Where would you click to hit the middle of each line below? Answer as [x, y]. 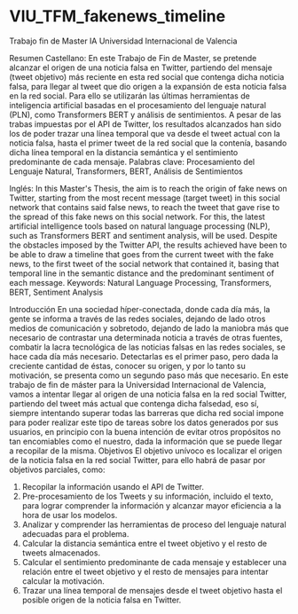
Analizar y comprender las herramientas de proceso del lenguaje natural [154, 524]
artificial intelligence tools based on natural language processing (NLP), [140, 226]
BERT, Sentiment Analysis [56, 292]
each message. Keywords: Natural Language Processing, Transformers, [141, 282]
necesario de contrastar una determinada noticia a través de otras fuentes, [146, 337]
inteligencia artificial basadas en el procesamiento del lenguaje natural [138, 105]
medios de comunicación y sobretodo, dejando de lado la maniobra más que [149, 328]
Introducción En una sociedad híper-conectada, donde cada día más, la [140, 309]
